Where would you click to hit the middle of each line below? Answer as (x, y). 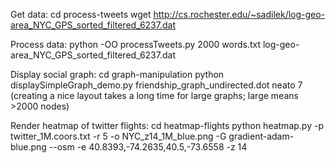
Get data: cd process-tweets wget (81, 14)
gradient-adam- (261, 136)
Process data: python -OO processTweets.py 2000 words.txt (136, 44)
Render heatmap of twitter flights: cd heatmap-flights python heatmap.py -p (167, 125)
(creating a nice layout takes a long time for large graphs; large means (154, 95)
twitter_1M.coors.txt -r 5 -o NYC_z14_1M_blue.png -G (118, 136)
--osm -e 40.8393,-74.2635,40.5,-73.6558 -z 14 (148, 147)
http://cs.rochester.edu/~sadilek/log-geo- (239, 14)
